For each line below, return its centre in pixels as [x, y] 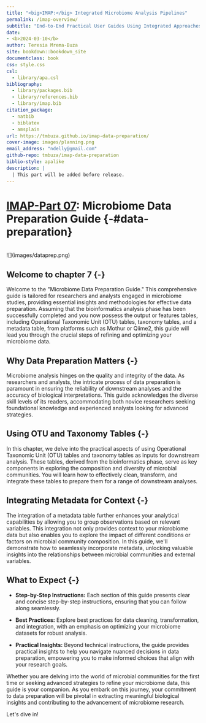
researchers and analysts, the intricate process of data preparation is [93, 382]
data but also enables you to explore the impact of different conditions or [98, 535]
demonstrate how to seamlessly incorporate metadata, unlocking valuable [100, 548]
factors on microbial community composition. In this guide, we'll [87, 541]
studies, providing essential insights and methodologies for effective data [99, 302]
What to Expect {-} [43, 580]
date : [13, 33]
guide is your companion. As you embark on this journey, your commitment [101, 689]
